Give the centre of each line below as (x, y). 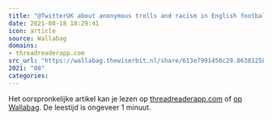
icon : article (32, 31)
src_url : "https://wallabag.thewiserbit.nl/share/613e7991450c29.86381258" (139, 61)
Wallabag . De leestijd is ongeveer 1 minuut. (80, 107)
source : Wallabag (38, 38)
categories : (28, 76)
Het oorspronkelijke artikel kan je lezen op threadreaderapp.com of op (125, 98)
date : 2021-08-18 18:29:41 (54, 23)
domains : (23, 46)
